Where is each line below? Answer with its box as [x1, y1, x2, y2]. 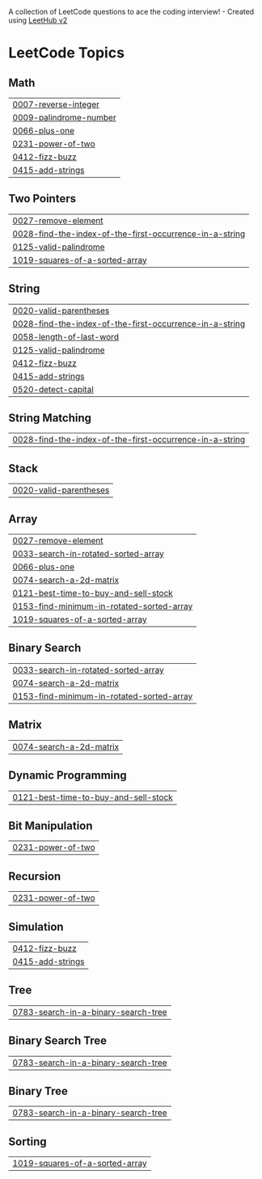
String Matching [8, 412, 91, 425]
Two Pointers [8, 192, 77, 205]
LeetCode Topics [8, 44, 125, 62]
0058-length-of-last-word [12, 331, 120, 342]
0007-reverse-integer [12, 99, 99, 110]
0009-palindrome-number [12, 112, 116, 123]
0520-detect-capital [12, 383, 95, 395]
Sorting [8, 1135, 47, 1148]
